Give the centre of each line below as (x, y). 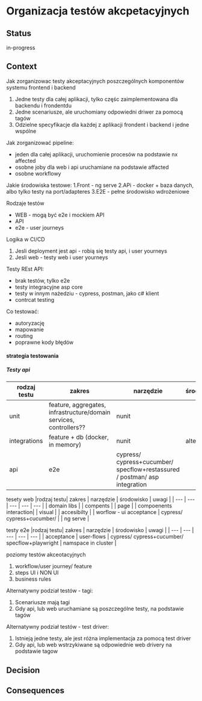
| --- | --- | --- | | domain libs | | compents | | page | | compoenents (89, 506)
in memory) (65, 445)
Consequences (35, 690)
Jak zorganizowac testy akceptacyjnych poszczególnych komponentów (95, 81)
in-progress (21, 47)
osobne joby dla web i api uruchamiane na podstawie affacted (92, 167)
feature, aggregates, (78, 405)
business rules (33, 579)
